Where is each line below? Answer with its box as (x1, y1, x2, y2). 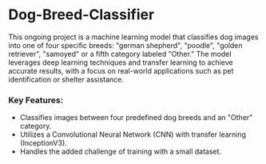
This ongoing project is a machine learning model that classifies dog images (8, 32, 259, 42)
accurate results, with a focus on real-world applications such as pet (8, 66, 234, 75)
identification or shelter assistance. (8, 74, 124, 84)
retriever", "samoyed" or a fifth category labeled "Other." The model (8, 49, 232, 58)
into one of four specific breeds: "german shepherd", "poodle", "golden (8, 40, 243, 50)
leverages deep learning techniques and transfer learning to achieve (8, 58, 233, 67)
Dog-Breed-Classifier (8, 6, 155, 24)
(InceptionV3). (19, 138, 68, 148)
